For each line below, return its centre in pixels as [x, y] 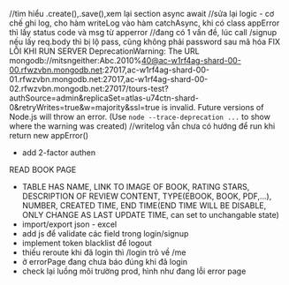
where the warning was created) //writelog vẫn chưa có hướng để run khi [142, 126]
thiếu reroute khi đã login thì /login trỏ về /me [104, 252]
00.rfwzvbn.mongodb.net [56, 70]
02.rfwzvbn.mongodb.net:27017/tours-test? [89, 89]
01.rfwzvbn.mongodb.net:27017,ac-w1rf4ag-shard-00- [109, 79]
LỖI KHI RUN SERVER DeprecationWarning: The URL [105, 51]
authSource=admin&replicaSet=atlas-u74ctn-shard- [104, 98]
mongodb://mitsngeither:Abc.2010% [76, 60]
